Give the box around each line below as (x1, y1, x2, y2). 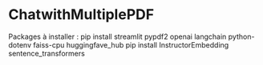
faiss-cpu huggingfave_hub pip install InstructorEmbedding (33, 40, 229, 49)
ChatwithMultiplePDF (8, 6, 155, 24)
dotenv (8, 40, 32, 49)
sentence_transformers (8, 48, 86, 58)
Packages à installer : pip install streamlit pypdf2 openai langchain (8, 32, 227, 41)
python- (228, 32, 255, 41)
